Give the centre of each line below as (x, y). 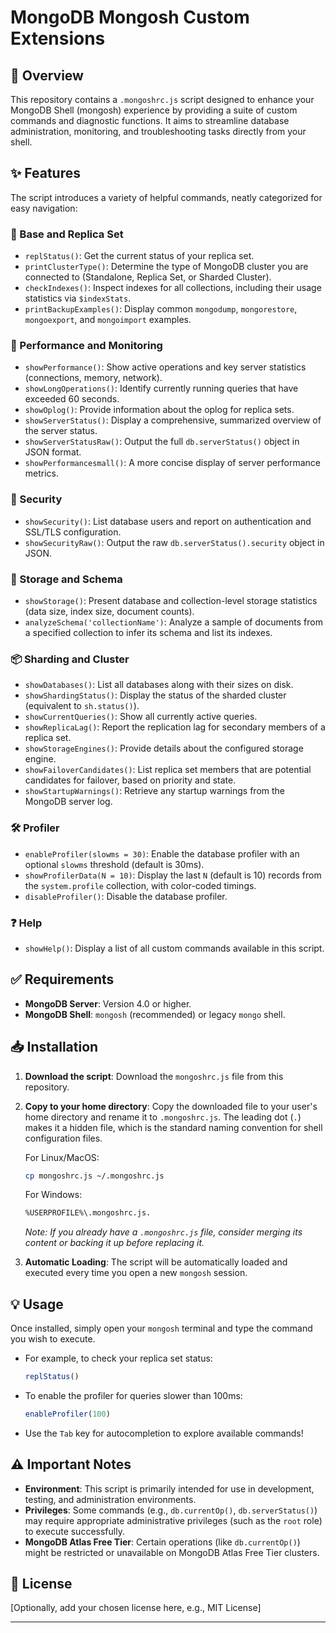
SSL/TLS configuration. (73, 532)
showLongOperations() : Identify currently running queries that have (161, 388)
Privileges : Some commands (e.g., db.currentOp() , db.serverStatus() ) (171, 1510)
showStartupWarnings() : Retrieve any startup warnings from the (155, 791)
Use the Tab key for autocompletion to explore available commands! (164, 1433)
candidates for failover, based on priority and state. (130, 780)
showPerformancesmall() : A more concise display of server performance (172, 463)
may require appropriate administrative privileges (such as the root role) (173, 1520)
